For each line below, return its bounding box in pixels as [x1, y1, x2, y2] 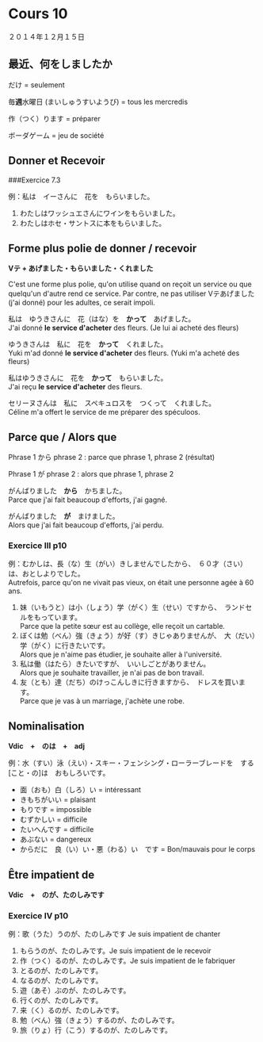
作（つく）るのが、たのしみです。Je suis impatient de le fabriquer [19, 956, 236, 966]
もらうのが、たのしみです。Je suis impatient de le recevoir [19, 946, 212, 956]
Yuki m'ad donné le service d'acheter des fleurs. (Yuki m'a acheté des [8, 348, 240, 358]
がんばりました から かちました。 [8, 486, 127, 496]
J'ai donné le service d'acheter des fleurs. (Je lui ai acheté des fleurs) [8, 323, 239, 333]
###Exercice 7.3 [8, 175, 61, 185]
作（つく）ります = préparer [8, 113, 101, 123]
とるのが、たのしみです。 [19, 966, 103, 975]
